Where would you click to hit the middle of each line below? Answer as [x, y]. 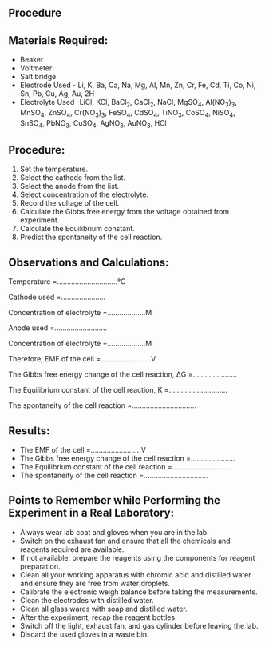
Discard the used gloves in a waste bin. [84, 634]
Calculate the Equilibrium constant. [77, 229]
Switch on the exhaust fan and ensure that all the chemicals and [125, 541]
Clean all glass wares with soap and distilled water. [103, 609]
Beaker [32, 60]
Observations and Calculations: [89, 262]
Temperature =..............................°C [67, 282]
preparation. [40, 566]
